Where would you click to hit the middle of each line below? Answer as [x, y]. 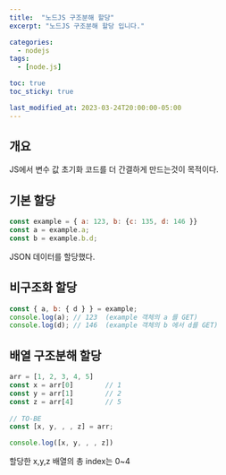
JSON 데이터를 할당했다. [52, 256]
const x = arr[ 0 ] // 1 [66, 385]
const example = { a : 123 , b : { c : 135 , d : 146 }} [104, 222]
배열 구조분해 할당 [55, 355]
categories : [31, 42]
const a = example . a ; [50, 230]
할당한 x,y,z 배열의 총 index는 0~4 [70, 462]
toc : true [28, 83]
